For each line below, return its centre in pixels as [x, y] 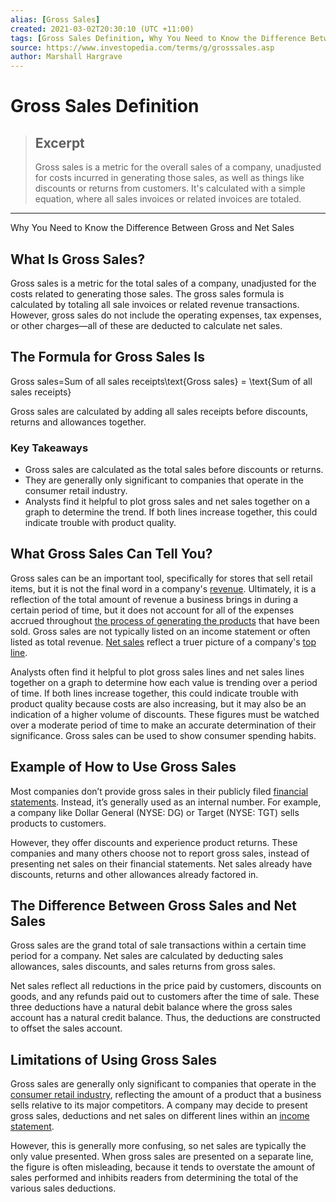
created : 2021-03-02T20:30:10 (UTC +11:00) [102, 29]
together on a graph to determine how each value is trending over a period [164, 682]
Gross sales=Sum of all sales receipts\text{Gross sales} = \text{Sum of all [161, 381]
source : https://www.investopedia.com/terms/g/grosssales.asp [142, 47]
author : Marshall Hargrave [66, 57]
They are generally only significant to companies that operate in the [164, 480]
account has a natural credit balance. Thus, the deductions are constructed [165, 1018]
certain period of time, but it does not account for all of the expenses [152, 610]
